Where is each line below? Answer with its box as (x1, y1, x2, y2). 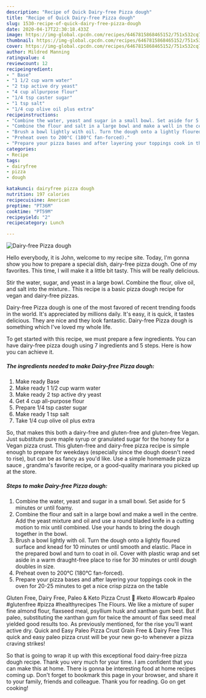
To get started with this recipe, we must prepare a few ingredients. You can (6, 335, 196, 343)
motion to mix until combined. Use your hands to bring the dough (15, 524, 180, 531)
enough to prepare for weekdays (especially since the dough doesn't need (6, 449, 195, 456)
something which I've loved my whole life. (6, 324, 112, 331)
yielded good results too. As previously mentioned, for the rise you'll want (6, 621, 193, 628)
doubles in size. (15, 563, 55, 570)
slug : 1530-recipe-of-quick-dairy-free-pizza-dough (6, 20, 141, 26)
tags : (6, 157, 20, 163)
